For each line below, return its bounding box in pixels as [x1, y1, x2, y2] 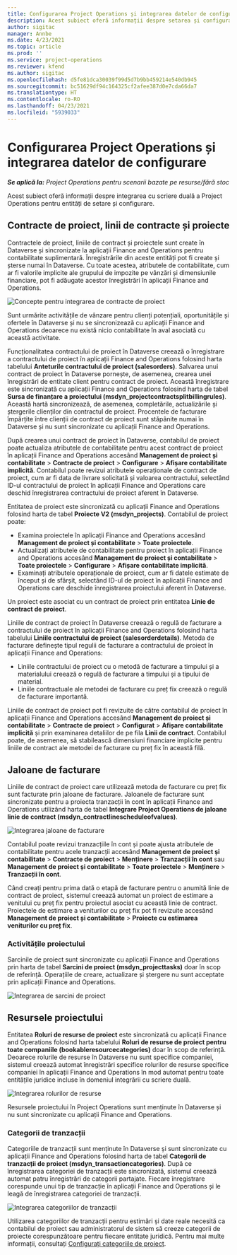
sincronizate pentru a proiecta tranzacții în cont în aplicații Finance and [7, 798, 213, 806]
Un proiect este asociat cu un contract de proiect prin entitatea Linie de [7, 597, 215, 605]
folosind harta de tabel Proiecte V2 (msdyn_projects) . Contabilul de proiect [7, 510, 229, 518]
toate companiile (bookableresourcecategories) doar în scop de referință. [7, 1046, 226, 1054]
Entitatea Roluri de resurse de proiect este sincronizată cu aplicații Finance [7, 1030, 227, 1039]
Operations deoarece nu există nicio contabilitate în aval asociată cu [7, 326, 206, 334]
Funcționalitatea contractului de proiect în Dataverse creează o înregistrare [7, 347, 225, 356]
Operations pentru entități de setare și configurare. [7, 199, 155, 207]
